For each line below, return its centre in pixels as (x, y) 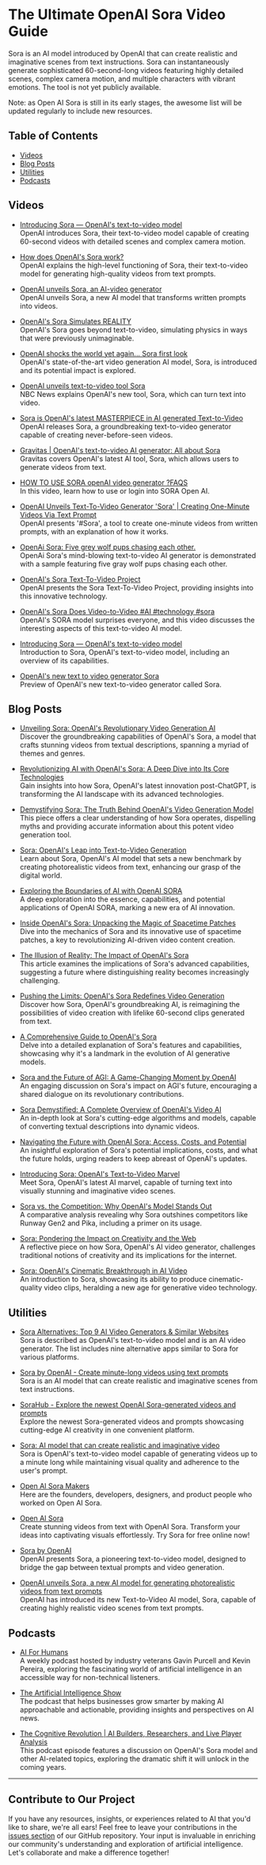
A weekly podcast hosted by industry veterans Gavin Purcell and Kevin (135, 1661)
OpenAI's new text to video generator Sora (89, 675)
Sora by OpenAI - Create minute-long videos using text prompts (124, 1373)
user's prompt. (44, 1471)
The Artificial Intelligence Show (70, 1693)
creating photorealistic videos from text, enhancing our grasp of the (130, 867)
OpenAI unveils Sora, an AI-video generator (91, 289)
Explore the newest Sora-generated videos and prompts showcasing (131, 1421)
